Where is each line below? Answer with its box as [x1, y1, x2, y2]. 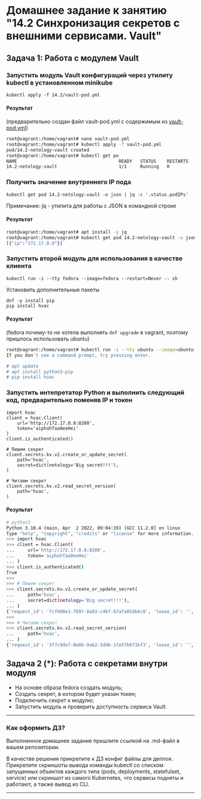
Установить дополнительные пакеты [6, 286, 100, 293]
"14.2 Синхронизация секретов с [6, 16, 180, 30]
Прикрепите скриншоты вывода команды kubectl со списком [6, 762, 164, 769]
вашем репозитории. [6, 744, 60, 751]
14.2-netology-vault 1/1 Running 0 [6, 164, 170, 170]
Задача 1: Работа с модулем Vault [6, 53, 139, 63]
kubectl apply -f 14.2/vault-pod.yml [6, 92, 100, 98]
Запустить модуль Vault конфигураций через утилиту [6, 71, 173, 79]
